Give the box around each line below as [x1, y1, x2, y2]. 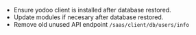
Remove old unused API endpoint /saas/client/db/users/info [13, 21, 190, 28]
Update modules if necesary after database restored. [13, 13, 164, 21]
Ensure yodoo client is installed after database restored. [13, 6, 171, 14]
